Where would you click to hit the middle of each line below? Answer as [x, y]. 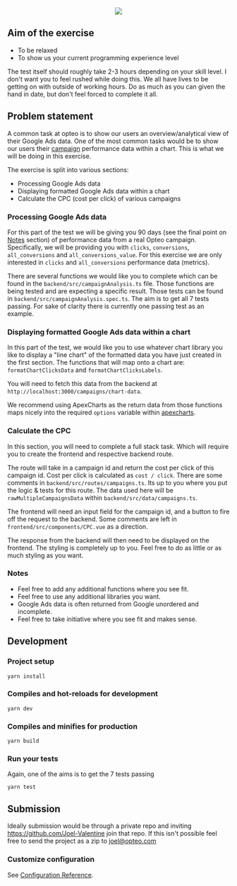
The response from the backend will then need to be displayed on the [108, 540]
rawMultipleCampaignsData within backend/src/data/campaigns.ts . [102, 498]
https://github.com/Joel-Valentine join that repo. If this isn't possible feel [112, 834]
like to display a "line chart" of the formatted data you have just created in [115, 355]
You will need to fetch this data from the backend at [82, 384]
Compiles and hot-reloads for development [83, 694]
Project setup [31, 661]
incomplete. [35, 611]
